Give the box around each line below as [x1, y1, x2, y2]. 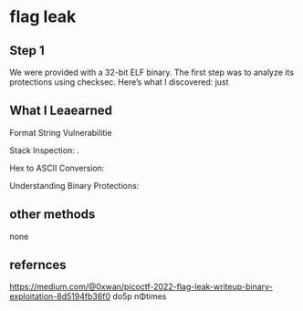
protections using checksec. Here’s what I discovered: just [9, 77, 229, 88]
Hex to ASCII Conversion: [9, 162, 105, 173]
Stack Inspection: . [9, 144, 79, 156]
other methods [9, 207, 96, 223]
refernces [9, 257, 67, 273]
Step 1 [9, 43, 46, 58]
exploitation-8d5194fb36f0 [9, 291, 111, 302]
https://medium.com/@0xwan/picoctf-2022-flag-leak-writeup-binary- [9, 281, 274, 293]
